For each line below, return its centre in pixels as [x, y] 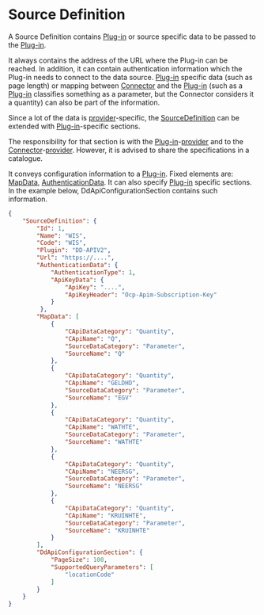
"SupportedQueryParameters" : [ [102, 567]
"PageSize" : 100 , [79, 560]
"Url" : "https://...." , [75, 258]
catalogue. [26, 158]
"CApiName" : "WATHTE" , [102, 427]
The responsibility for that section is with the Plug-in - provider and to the [126, 141]
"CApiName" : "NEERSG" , [102, 472]
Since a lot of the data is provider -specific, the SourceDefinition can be [124, 117]
